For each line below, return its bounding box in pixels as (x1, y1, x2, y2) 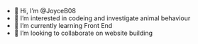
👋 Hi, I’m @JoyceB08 (13, 7, 77, 15)
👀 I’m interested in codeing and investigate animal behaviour (13, 14, 191, 22)
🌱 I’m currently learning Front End (13, 22, 113, 29)
